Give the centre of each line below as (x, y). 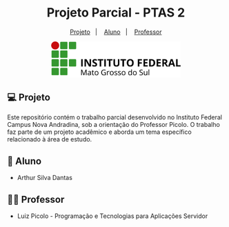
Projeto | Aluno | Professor (116, 32)
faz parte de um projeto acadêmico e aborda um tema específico (99, 132)
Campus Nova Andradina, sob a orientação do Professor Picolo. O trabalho (114, 125)
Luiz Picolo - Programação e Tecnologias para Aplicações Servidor (112, 216)
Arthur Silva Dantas (44, 178)
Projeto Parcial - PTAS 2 (116, 13)
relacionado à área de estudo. (50, 139)
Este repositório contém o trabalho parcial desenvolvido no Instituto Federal (115, 117)
